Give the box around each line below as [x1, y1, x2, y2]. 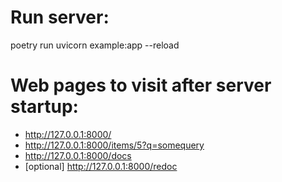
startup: [10, 96, 79, 118]
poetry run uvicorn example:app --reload [10, 39, 180, 51]
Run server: [10, 6, 110, 29]
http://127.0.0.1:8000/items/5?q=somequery [24, 139, 205, 151]
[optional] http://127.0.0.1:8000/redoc [24, 160, 178, 172]
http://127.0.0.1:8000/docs [24, 149, 132, 161]
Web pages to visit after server [10, 74, 272, 97]
